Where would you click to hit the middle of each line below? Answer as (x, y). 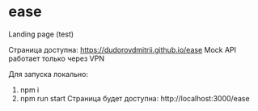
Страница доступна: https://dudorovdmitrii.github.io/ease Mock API (123, 49)
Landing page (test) (41, 34)
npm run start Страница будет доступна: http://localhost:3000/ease (135, 98)
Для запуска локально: (49, 74)
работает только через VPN (57, 58)
